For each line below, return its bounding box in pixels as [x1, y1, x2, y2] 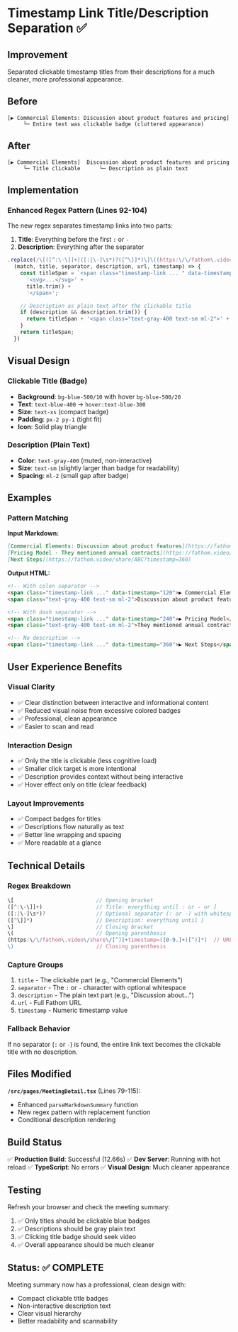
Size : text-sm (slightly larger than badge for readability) [17, 463, 180, 472]
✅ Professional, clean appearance [17, 714, 118, 723]
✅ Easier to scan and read [17, 722, 94, 731]
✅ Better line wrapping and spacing [17, 831, 122, 839]
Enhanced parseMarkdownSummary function [17, 1101, 139, 1109]
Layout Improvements [7, 799, 85, 809]
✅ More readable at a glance [17, 838, 101, 847]
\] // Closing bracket [7, 923, 154, 931]
